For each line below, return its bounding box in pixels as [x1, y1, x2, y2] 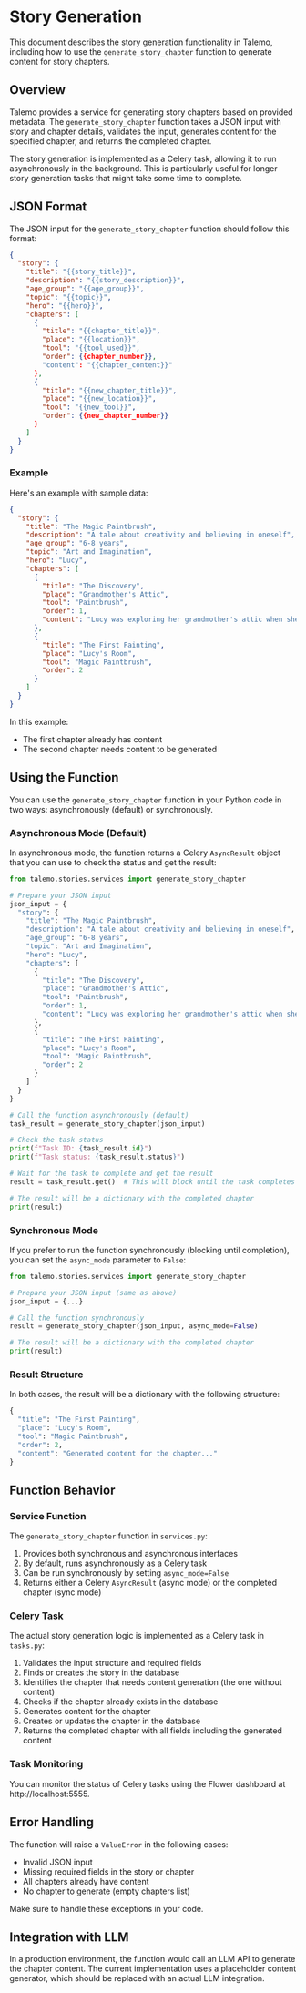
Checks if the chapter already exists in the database [22, 1696, 219, 1707]
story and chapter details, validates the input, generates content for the [9, 126, 277, 137]
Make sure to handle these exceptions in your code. [9, 1903, 204, 1914]
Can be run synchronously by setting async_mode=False [22, 1568, 229, 1579]
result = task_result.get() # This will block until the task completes [9, 1177, 296, 1186]
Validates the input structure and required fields [22, 1658, 202, 1669]
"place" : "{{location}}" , [42, 335, 141, 344]
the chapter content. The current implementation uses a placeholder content [9, 1963, 297, 1974]
